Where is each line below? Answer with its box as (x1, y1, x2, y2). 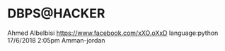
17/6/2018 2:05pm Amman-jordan (7, 36, 105, 44)
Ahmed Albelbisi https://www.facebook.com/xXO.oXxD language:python (7, 29, 219, 37)
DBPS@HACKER (7, 6, 105, 22)
